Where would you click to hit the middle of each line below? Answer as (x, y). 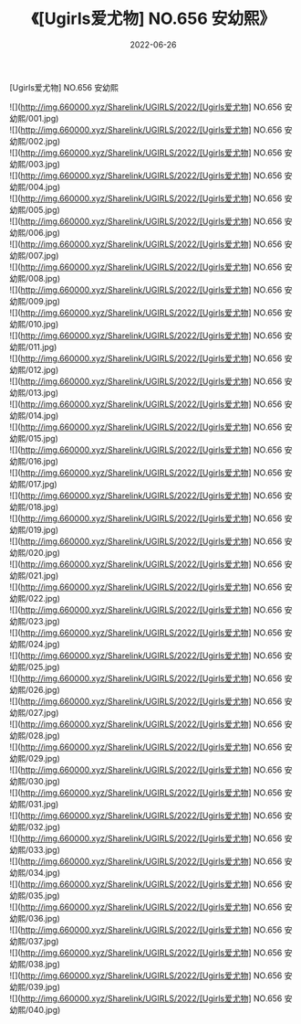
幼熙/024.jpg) (35, 644)
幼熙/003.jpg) (35, 164)
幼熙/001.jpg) (34, 118)
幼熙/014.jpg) (34, 415)
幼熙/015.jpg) (34, 438)
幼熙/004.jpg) (35, 187)
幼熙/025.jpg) (35, 667)
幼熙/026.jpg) (35, 689)
